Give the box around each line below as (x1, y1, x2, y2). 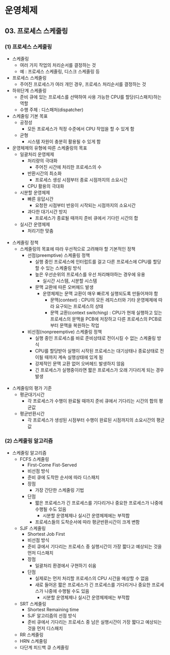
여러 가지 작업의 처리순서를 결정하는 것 (19, 62, 96, 68)
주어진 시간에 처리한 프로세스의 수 (35, 164, 102, 170)
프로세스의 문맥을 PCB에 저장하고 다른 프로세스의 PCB (50, 316, 158, 322)
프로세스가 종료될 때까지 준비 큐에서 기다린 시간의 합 (35, 215, 138, 221)
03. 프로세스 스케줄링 (5, 27, 68, 35)
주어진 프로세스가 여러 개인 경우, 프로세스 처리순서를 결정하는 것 (19, 81, 146, 87)
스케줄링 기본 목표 (12, 113, 48, 119)
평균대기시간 (19, 391, 45, 398)
